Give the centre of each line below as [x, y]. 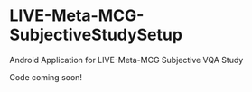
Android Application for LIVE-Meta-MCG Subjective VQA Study [126, 60]
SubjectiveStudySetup [96, 35]
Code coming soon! [46, 77]
